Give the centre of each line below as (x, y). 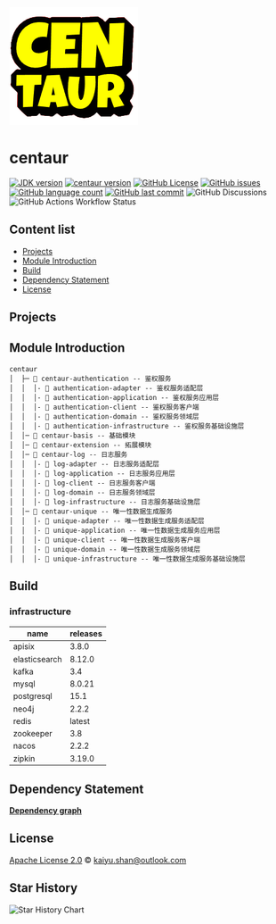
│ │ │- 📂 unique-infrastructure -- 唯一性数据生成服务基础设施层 (128, 559)
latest (80, 720)
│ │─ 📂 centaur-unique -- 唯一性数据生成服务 (91, 512)
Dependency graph (45, 810)
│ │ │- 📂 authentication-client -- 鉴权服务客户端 (104, 407)
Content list (42, 230)
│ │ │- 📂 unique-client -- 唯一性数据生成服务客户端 (105, 540)
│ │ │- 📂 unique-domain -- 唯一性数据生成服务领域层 (105, 549)
